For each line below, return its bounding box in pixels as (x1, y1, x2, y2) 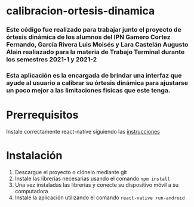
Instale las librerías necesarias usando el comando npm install (14, 175, 170, 182)
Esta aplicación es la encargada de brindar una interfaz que (6, 72, 182, 80)
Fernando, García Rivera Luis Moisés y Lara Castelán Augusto (6, 41, 189, 49)
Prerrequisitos (6, 109, 79, 122)
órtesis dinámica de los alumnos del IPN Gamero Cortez (6, 33, 171, 41)
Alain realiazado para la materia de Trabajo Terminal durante (6, 48, 185, 56)
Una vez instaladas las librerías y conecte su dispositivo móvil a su (14, 181, 179, 189)
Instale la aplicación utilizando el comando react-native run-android (14, 194, 185, 201)
